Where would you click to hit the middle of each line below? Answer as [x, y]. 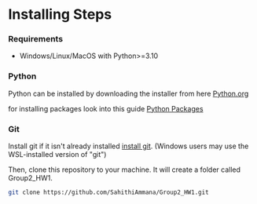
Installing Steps [60, 15]
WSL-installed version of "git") [57, 155]
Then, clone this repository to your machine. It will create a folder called [125, 169]
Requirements [36, 39]
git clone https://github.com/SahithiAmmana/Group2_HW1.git [109, 193]
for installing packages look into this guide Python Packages [106, 108]
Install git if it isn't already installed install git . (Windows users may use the [128, 146]
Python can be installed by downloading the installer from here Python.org [128, 93]
